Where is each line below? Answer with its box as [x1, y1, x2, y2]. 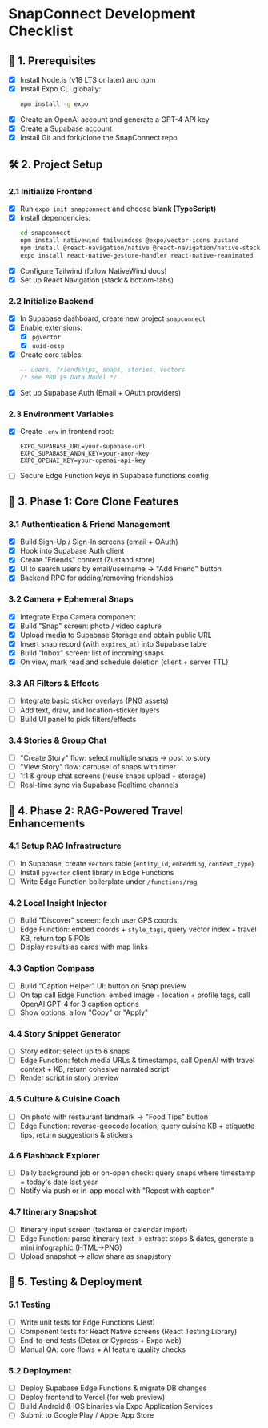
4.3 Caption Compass [8, 963, 94, 974]
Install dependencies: [19, 213, 91, 222]
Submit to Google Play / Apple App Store [19, 1410, 154, 1420]
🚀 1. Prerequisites [8, 54, 97, 67]
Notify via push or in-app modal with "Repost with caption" [19, 1186, 214, 1195]
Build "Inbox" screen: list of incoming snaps [19, 648, 164, 658]
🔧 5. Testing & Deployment [8, 1275, 142, 1288]
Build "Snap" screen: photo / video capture [19, 621, 162, 631]
